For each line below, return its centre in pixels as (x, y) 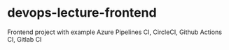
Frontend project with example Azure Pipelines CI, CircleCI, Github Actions (115, 32)
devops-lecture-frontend (82, 13)
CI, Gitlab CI (25, 39)
